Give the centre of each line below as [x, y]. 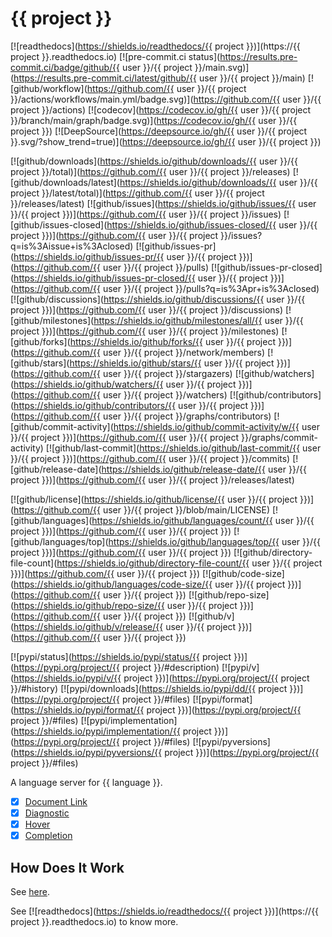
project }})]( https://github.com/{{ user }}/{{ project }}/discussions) [147, 309]
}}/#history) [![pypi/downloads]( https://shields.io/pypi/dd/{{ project [149, 688]
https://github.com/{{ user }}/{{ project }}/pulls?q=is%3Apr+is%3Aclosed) [166, 288]
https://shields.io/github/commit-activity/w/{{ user [217, 426]
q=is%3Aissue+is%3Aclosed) [72, 246]
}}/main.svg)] [222, 67]
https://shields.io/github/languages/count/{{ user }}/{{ [203, 520]
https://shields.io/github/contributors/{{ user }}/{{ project [131, 405]
